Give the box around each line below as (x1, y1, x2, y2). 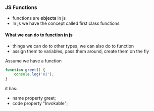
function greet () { (5, 67, 46, 72)
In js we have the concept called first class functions (12, 20, 120, 26)
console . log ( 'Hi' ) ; (14, 72, 54, 77)
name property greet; (12, 95, 56, 101)
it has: (5, 86, 18, 92)
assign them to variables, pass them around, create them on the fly (12, 48, 150, 54)
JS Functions (5, 4, 37, 11)
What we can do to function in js (5, 32, 73, 38)
